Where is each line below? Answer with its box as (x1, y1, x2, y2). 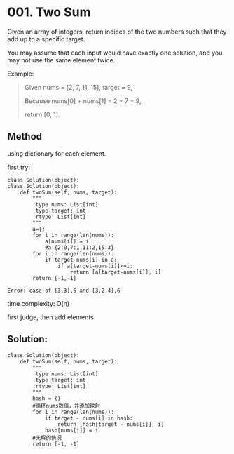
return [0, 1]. (24, 110, 60, 119)
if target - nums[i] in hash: (44, 415, 133, 422)
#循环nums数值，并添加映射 (32, 402, 100, 409)
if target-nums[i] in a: (44, 256, 118, 263)
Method (7, 131, 43, 142)
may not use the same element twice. (7, 55, 116, 64)
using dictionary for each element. (7, 149, 106, 158)
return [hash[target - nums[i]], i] (57, 420, 165, 428)
